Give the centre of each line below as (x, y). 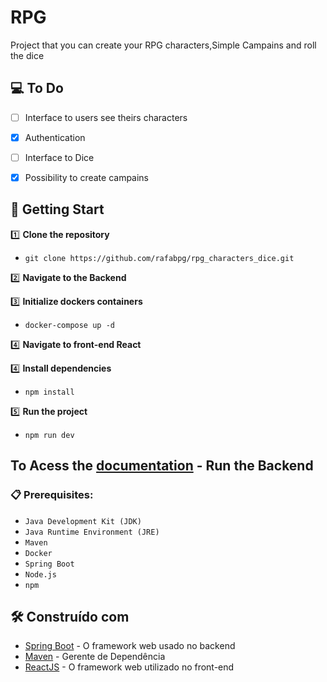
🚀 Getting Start (57, 209)
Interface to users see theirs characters (106, 117)
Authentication (55, 137)
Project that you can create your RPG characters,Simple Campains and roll (163, 45)
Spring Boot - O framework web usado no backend (130, 646)
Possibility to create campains (87, 177)
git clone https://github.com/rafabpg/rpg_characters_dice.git (159, 258)
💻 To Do (37, 88)
